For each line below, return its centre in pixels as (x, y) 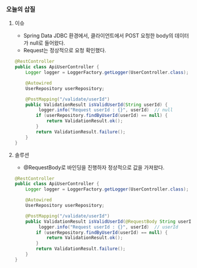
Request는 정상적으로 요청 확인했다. (65, 51)
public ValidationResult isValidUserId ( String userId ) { (97, 105)
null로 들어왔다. (48, 43)
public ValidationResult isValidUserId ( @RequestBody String (101, 222)
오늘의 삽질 (21, 9)
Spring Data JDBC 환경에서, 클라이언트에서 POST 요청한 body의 (98, 36)
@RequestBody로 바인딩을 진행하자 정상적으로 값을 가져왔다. (94, 167)
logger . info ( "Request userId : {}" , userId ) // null (106, 110)
